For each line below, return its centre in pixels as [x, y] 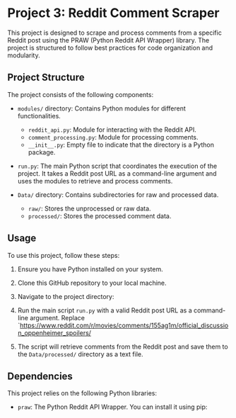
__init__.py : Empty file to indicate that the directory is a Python [121, 145]
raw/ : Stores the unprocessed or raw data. [89, 208]
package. [42, 152]
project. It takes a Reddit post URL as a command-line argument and [117, 173]
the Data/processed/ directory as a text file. [80, 354]
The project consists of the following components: [81, 94]
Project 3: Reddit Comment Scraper [114, 13]
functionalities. [39, 115]
